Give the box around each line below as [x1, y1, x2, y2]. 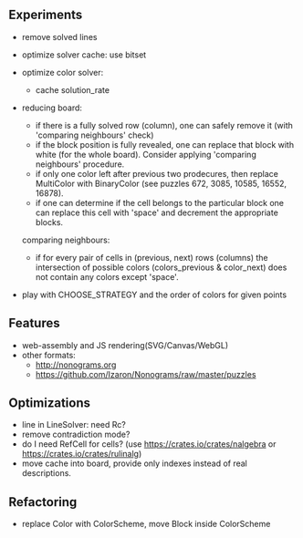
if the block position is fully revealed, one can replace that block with [35, 139, 294, 150]
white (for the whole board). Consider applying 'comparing [35, 149, 256, 160]
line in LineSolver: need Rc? [21, 419, 127, 430]
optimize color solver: [21, 67, 104, 78]
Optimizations [8, 396, 90, 411]
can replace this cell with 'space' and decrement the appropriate [35, 207, 279, 218]
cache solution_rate [35, 84, 110, 95]
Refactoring [8, 494, 78, 510]
